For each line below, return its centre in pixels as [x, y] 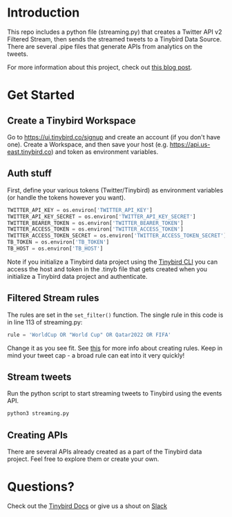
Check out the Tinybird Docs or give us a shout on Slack [87, 506]
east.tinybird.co [29, 152]
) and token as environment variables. [105, 152]
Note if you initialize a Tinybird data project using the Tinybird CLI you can [113, 262]
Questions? [41, 487]
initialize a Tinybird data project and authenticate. [77, 276]
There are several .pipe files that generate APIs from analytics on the [105, 46]
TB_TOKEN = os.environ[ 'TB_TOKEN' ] [58, 242]
